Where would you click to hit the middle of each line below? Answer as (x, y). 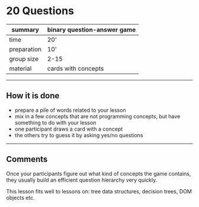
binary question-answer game (92, 30)
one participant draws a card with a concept (69, 129)
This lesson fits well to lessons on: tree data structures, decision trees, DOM (99, 191)
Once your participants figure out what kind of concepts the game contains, (99, 173)
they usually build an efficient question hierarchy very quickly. (82, 180)
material (20, 68)
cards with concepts (76, 68)
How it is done (33, 96)
